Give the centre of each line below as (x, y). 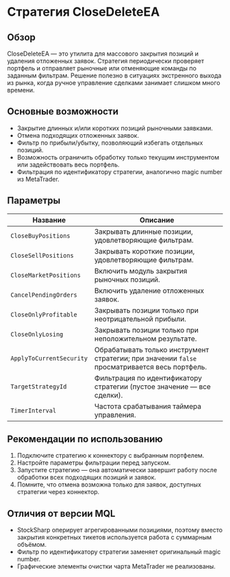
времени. (21, 90)
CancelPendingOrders (44, 295)
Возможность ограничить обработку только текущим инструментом (118, 157)
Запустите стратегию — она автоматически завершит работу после (117, 470)
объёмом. (31, 545)
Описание (157, 220)
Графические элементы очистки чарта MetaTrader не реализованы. (116, 567)
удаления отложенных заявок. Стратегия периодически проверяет (106, 61)
